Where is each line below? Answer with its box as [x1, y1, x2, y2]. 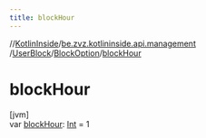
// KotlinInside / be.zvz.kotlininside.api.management [9, 38, 197, 49]
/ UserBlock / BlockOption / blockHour [9, 47, 142, 59]
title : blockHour [9, 13, 75, 23]
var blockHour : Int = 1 [9, 118, 90, 129]
